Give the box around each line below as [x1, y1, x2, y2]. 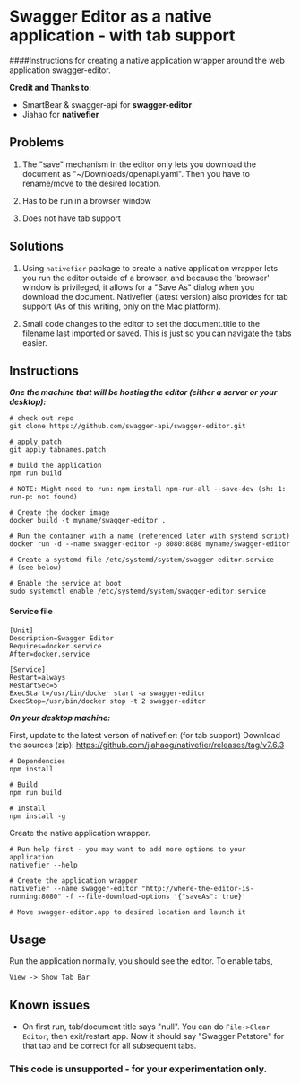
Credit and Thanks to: [9, 82, 92, 93]
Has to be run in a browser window [21, 195, 152, 206]
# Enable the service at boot [9, 579, 123, 588]
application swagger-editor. [9, 65, 111, 75]
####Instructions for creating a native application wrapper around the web [9, 55, 285, 66]
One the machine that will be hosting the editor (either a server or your [9, 387, 278, 398]
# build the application [9, 461, 102, 471]
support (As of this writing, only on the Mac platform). [21, 301, 221, 312]
